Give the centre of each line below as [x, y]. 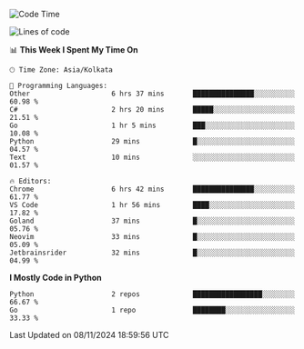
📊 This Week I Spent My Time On [74, 50]
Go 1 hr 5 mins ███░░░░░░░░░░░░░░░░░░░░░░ [152, 125]
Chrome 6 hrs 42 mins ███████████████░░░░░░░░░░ [152, 189]
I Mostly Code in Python [56, 278]
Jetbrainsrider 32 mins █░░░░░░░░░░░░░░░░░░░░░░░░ [152, 253]
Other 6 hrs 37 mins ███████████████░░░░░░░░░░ [152, 94]
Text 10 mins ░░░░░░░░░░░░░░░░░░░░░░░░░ [152, 157]
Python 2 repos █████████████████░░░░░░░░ [152, 294]
